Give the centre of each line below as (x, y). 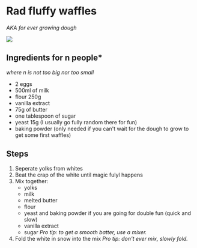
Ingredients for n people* (54, 58)
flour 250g (28, 97)
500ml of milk (32, 90)
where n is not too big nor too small (50, 72)
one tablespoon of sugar (45, 116)
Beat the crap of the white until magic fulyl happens (79, 175)
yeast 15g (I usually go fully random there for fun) (76, 122)
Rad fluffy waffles (52, 11)
